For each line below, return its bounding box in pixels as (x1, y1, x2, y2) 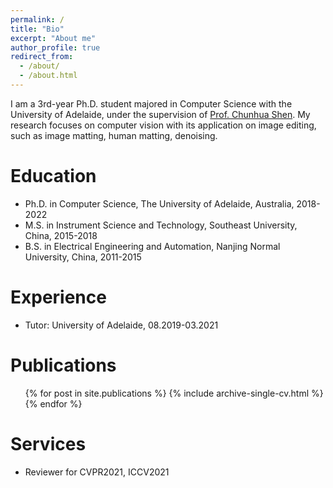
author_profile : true (10, 42, 101, 53)
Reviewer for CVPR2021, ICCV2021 (24, 466, 170, 478)
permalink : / (10, 14, 65, 25)
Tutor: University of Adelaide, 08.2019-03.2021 (24, 319, 219, 331)
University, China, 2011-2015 (24, 251, 142, 263)
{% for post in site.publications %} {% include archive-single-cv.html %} (24, 387, 324, 399)
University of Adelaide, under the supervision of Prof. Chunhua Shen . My (10, 108, 311, 120)
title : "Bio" (10, 24, 65, 34)
